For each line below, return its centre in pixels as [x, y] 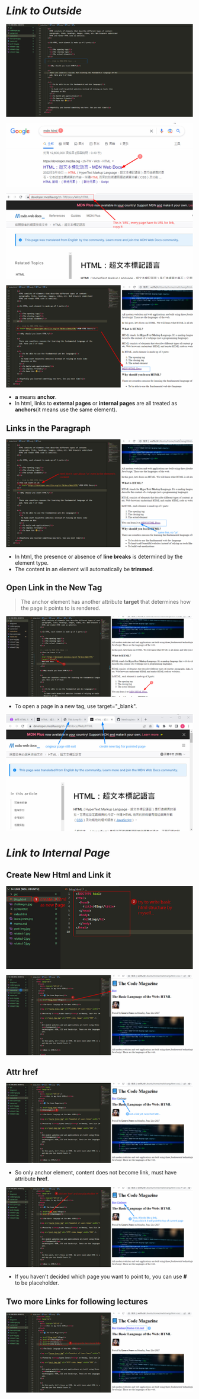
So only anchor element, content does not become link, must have [96, 1173]
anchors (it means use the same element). [66, 409]
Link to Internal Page [58, 853]
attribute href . [32, 1179]
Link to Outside [44, 11]
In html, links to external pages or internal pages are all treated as [96, 404]
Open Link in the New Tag [54, 588]
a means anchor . [36, 397]
